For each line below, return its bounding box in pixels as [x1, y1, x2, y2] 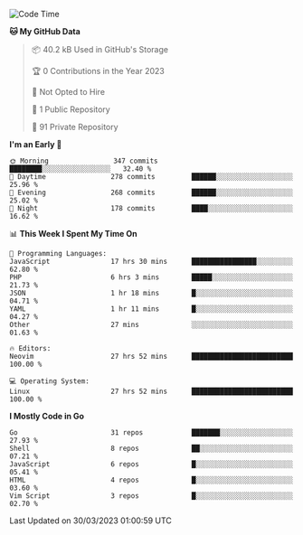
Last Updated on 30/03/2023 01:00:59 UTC [9, 515, 172, 526]
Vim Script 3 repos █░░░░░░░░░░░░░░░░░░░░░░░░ [9, 492, 294, 501]
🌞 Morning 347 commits [9, 156, 158, 165]
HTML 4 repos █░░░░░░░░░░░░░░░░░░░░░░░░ [9, 475, 294, 484]
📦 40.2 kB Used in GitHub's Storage [31, 44, 169, 54]
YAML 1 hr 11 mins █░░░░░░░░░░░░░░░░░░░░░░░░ [9, 305, 294, 314]
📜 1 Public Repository [31, 104, 110, 115]
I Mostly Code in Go [9, 411, 84, 421]
